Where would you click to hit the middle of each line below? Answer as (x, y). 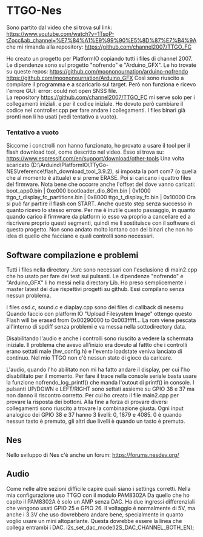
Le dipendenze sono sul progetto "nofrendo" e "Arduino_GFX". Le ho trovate (101, 65)
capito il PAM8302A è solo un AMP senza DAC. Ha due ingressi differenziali (101, 501)
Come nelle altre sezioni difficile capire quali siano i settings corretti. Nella (98, 488)
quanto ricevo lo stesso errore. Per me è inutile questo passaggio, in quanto (101, 210)
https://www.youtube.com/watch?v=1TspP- (60, 33)
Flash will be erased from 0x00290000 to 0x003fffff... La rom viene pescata (101, 320)
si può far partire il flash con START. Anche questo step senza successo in (99, 204)
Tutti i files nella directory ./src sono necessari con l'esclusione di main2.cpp (102, 270)
